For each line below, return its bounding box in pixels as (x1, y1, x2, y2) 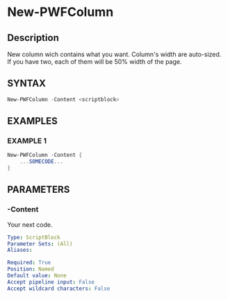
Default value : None (7, 272, 67, 280)
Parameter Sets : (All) (7, 240, 73, 247)
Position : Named (7, 266, 54, 273)
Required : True (7, 259, 51, 266)
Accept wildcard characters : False (7, 285, 111, 292)
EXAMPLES (7, 115, 58, 127)
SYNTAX (7, 78, 47, 89)
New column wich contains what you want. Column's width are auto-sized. (7, 50, 222, 58)
